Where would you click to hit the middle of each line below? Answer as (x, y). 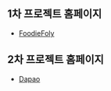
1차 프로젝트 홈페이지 (55, 14)
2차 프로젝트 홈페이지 (56, 59)
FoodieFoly (36, 33)
